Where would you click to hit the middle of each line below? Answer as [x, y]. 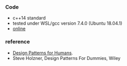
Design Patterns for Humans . [43, 53]
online [19, 29]
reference [18, 42]
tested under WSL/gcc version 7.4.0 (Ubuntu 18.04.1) [67, 23]
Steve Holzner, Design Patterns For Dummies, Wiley [66, 58]
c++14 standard [29, 18]
